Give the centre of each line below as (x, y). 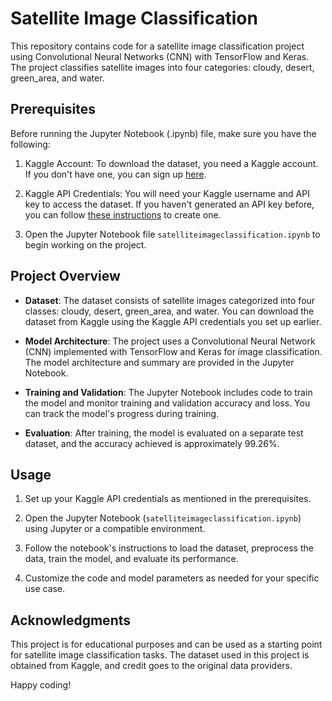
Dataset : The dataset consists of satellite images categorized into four (170, 300)
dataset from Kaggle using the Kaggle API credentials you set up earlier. (173, 321)
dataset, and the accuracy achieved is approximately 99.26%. (152, 443)
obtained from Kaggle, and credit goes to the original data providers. (151, 666)
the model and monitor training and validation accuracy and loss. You (167, 403)
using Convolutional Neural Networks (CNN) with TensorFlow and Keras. (160, 56)
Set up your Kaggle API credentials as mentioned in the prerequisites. (168, 499)
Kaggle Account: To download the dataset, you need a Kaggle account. (171, 163)
